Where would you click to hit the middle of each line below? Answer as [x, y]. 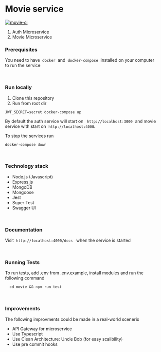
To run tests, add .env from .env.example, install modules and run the [74, 273]
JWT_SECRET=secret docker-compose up [43, 112]
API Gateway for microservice [42, 329]
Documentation [24, 229]
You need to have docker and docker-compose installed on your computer [80, 60]
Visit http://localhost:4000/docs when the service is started [68, 240]
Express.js [22, 182]
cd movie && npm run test [36, 287]
